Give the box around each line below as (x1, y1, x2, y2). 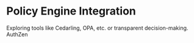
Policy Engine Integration (6, 4, 136, 18)
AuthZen (6, 30, 29, 38)
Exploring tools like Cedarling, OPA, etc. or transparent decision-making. (6, 24, 189, 31)
